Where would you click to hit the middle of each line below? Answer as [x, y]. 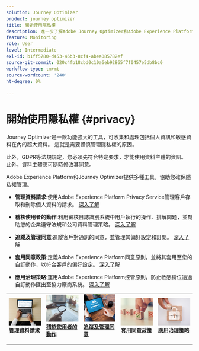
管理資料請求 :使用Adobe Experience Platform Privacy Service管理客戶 [100, 197]
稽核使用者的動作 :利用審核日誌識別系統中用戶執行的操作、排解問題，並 [101, 217]
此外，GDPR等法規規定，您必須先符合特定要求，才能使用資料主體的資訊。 [96, 157]
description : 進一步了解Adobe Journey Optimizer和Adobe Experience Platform [100, 31]
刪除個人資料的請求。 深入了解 [62, 205]
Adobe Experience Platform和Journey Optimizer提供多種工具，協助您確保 [96, 177]
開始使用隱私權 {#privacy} [71, 119]
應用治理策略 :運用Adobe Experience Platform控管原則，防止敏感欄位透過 [103, 277]
